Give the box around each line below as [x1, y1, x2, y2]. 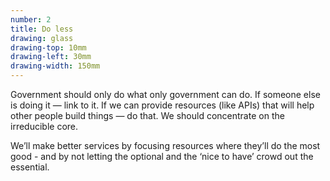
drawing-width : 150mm [10, 61, 101, 71]
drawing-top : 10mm [10, 42, 87, 53]
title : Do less [10, 24, 74, 34]
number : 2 [10, 14, 52, 25]
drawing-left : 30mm [10, 52, 92, 62]
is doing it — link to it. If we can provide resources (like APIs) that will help [10, 99, 315, 111]
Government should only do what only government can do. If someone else [10, 89, 321, 100]
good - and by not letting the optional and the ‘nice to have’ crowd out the [10, 151, 314, 162]
